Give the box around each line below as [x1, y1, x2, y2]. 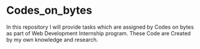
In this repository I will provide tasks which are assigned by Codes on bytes [6, 23, 195, 30]
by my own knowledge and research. [6, 36, 98, 43]
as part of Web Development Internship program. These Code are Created [6, 29, 192, 36]
